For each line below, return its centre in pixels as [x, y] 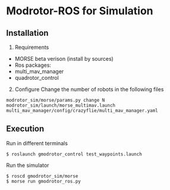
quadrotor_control [37, 78]
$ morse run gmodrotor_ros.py [44, 181]
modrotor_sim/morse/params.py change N [56, 100]
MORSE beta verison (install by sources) [64, 59]
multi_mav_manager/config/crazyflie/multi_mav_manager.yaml [82, 111]
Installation [27, 33]
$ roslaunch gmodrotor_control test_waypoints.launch [74, 154]
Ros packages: [33, 65]
